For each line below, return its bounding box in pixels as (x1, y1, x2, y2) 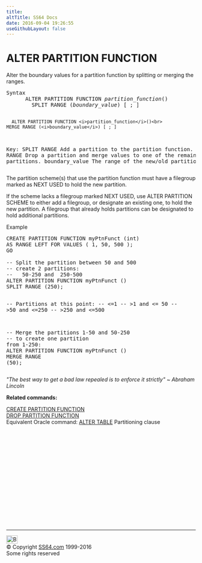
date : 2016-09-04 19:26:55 (6, 20, 74, 26)
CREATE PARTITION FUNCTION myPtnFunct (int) (6, 235, 140, 242)
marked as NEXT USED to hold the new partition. (6, 181, 127, 188)
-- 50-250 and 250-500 (6, 272, 83, 278)
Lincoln (6, 382, 25, 390)
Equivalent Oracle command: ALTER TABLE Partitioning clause (6, 418, 161, 426)
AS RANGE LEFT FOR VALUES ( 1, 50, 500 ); (6, 241, 133, 248)
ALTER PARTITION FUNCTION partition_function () (25, 96, 168, 102)
